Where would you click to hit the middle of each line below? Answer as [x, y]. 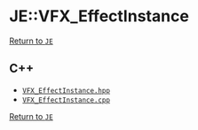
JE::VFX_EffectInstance [99, 16]
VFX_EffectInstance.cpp [66, 100]
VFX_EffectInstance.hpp [66, 90]
